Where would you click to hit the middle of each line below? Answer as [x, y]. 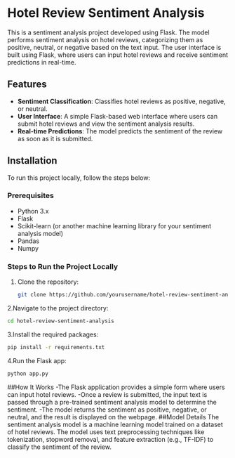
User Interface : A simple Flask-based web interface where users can [117, 116]
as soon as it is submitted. [55, 138]
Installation [32, 161]
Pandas [28, 241]
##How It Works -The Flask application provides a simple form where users [116, 387]
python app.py [28, 374]
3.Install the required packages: [53, 334]
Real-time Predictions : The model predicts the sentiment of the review [120, 131]
